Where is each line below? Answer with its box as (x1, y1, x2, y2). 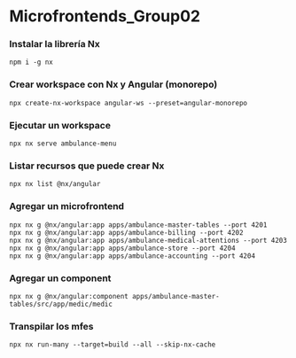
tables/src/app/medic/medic (9, 300, 113, 308)
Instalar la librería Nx (9, 38, 100, 51)
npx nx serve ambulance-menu (9, 139, 117, 148)
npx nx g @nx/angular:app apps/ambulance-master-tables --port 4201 (9, 220, 268, 230)
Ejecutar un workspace (9, 119, 111, 131)
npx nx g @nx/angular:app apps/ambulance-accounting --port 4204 (9, 251, 255, 261)
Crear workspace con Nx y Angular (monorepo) (9, 78, 218, 90)
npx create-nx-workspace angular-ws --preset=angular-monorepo (9, 98, 248, 107)
